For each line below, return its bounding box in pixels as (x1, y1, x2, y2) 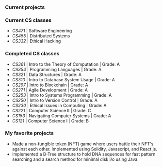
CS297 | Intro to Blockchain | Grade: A (12, 82, 88, 88)
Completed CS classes (5, 50, 60, 57)
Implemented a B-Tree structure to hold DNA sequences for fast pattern (12, 151, 156, 157)
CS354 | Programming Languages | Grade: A (12, 66, 102, 72)
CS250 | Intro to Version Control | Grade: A (12, 97, 98, 103)
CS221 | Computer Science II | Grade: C (12, 107, 91, 113)
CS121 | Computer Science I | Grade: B (12, 118, 89, 123)
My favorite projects (5, 130, 54, 137)
